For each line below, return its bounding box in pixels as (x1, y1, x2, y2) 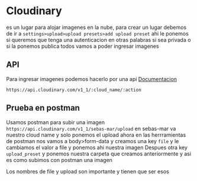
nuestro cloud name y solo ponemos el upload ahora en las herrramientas (6, 131, 186, 138)
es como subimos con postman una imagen (6, 156, 112, 163)
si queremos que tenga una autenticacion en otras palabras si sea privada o (6, 36, 191, 43)
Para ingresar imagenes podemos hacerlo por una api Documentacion (6, 75, 177, 82)
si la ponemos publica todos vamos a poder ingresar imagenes (6, 43, 159, 50)
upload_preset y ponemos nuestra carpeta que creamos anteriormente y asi (6, 150, 191, 157)
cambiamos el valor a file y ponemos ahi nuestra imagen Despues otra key (6, 144, 188, 151)
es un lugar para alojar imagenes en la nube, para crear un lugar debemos (6, 24, 187, 31)
